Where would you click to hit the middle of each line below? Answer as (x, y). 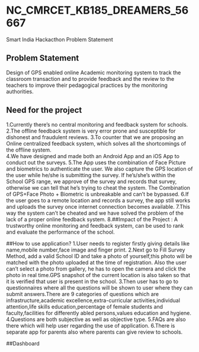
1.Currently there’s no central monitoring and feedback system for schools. (97, 124)
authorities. (20, 91)
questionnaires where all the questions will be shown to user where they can (99, 287)
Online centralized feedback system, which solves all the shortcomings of (96, 143)
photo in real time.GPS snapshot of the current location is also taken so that (98, 275)
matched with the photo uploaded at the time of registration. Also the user (96, 262)
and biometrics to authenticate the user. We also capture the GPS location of (99, 169)
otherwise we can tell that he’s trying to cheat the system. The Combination (98, 187)
